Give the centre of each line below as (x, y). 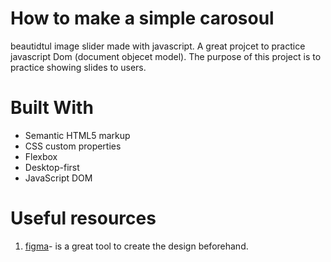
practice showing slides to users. (78, 67)
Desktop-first (52, 167)
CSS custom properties (73, 146)
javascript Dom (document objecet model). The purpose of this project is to (166, 56)
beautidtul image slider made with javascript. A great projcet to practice (158, 46)
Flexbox (41, 156)
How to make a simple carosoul (142, 18)
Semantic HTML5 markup (77, 135)
